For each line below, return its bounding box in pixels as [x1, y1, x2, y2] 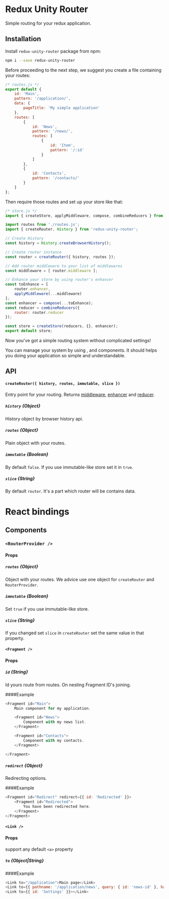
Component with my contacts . [23, 738, 84, 743]
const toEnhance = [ [5, 282, 49, 287]
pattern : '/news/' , [32, 129, 73, 134]
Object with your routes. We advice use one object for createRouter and [5, 576, 154, 582]
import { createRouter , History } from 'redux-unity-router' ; [5, 227, 138, 232]
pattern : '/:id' [50, 147, 84, 152]
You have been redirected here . [23, 804, 92, 809]
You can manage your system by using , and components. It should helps [5, 347, 157, 353]
